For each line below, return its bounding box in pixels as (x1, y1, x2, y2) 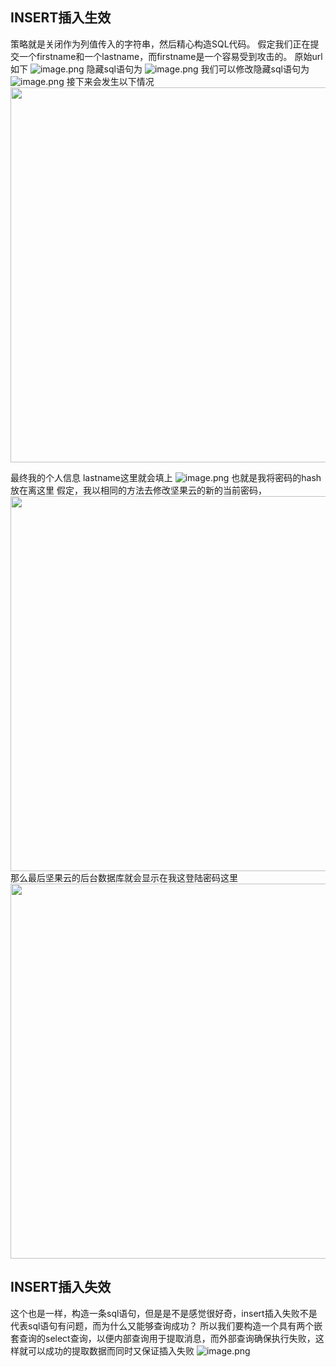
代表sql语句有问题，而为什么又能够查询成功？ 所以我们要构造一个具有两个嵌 (10, 1319, 323, 1332)
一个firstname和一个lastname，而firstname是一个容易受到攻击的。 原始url (18, 50, 323, 62)
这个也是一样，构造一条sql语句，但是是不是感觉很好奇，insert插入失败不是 (10, 1307, 318, 1319)
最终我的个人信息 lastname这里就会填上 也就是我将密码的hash (10, 471, 322, 483)
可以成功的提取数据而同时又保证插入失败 (27, 1344, 195, 1357)
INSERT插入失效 (10, 1279, 112, 1296)
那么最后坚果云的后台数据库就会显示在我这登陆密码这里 (10, 871, 238, 883)
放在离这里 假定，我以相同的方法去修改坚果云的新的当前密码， (10, 484, 267, 496)
